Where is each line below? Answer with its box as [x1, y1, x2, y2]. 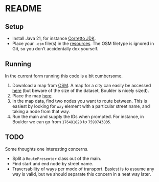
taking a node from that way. [12, 108, 70, 114]
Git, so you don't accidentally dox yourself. [12, 46, 99, 51]
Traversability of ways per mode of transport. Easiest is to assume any [12, 166, 155, 172]
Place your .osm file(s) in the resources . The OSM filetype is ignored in [12, 41, 154, 46]
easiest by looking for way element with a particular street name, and [12, 103, 150, 109]
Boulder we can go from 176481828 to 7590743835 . [12, 118, 112, 125]
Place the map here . [12, 92, 53, 98]
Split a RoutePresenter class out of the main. [12, 155, 102, 161]
